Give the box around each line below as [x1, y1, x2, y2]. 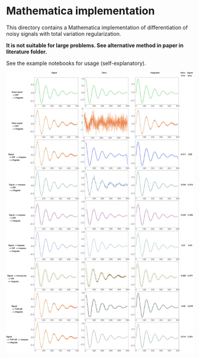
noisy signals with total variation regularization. [6, 30, 122, 37]
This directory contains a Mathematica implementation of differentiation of [6, 24, 188, 31]
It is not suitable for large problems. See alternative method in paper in [6, 42, 184, 49]
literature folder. [6, 48, 48, 55]
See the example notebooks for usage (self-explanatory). [6, 60, 147, 67]
